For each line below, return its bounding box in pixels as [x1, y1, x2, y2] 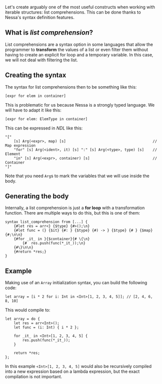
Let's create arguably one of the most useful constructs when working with [5, 4, 155, 10]
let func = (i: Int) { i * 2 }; [14, 325, 79, 330]
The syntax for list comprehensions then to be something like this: [5, 84, 137, 90]
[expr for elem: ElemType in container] [5, 116, 88, 121]
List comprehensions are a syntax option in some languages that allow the [5, 41, 153, 47]
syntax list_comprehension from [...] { [5, 219, 88, 224]
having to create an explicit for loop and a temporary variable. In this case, [5, 52, 154, 57]
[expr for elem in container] [5, 93, 66, 98]
